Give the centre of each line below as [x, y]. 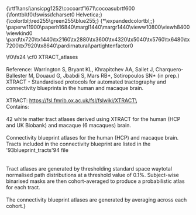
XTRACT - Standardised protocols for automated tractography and [86, 82]
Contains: [18, 107]
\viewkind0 [19, 33]
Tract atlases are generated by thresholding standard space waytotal [89, 169]
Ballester [17, 76]
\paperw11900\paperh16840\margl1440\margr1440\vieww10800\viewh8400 [98, 27]
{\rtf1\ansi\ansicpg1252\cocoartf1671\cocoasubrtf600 [71, 8]
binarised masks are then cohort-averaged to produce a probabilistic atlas [96, 181]
